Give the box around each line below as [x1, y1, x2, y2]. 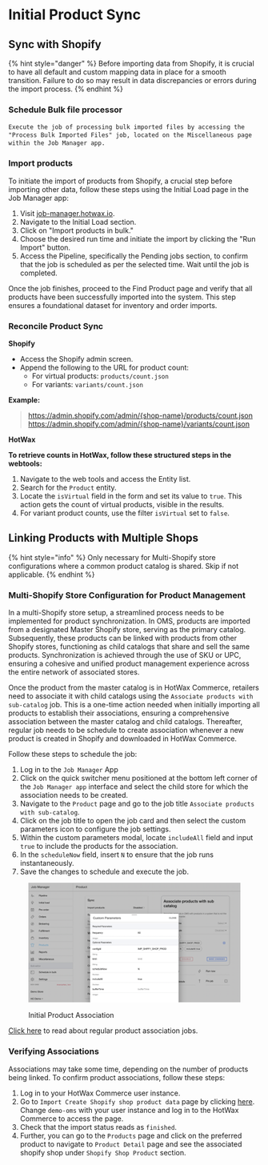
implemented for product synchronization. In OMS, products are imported [8, 616, 250, 626]
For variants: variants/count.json [31, 379, 144, 389]
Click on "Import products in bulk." [19, 226, 134, 235]
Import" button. [19, 242, 70, 252]
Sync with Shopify [8, 38, 102, 51]
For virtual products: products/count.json [31, 370, 170, 381]
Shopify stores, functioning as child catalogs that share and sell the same [8, 642, 250, 651]
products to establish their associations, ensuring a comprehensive [8, 708, 230, 718]
